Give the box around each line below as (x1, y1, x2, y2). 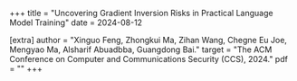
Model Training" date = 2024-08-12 (9, 17, 143, 28)
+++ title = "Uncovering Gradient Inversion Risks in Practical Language (9, 8, 273, 18)
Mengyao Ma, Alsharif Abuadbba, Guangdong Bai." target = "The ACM (9, 44, 273, 55)
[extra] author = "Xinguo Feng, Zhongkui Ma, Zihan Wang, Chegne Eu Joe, (9, 35, 288, 45)
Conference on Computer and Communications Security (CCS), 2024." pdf (9, 54, 288, 64)
